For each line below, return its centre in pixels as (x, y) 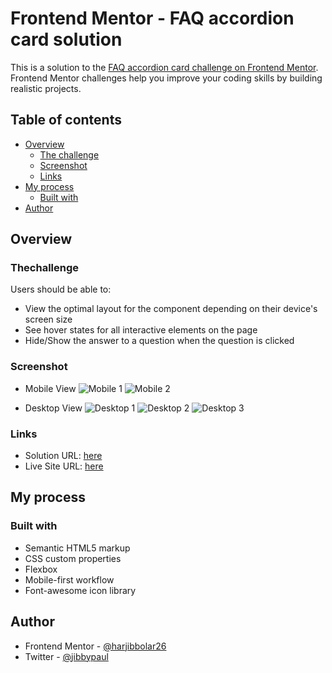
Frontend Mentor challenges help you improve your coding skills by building (166, 78)
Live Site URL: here (64, 466)
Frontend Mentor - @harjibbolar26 (95, 646)
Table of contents (66, 120)
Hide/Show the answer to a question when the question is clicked (159, 341)
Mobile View (50, 388)
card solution (66, 39)
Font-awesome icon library (80, 590)
